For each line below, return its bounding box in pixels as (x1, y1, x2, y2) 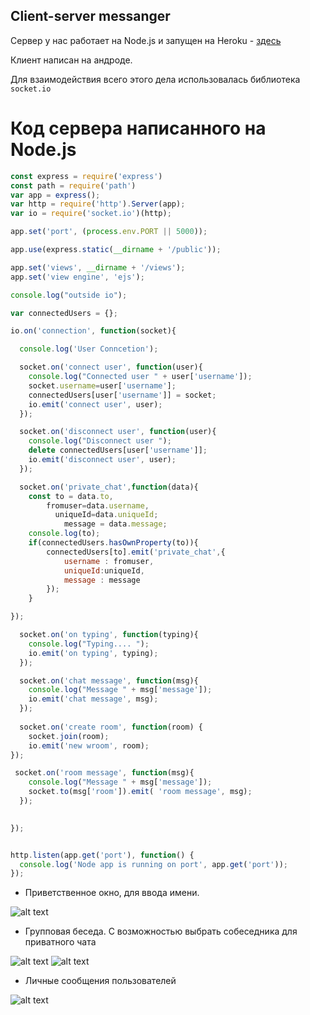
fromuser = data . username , (46, 500, 150, 511)
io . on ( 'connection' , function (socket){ (10, 326, 177, 336)
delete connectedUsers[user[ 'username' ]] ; (28, 445, 208, 456)
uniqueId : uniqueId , (63, 565, 145, 576)
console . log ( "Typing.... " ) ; (28, 639, 150, 649)
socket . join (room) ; (28, 731, 110, 741)
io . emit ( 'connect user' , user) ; (28, 399, 163, 409)
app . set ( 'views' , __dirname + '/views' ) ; (10, 262, 186, 273)
